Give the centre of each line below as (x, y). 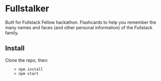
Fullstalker (27, 9)
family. (12, 33)
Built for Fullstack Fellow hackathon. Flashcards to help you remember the (81, 22)
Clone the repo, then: (27, 60)
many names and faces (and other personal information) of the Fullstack (79, 27)
